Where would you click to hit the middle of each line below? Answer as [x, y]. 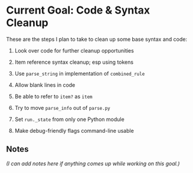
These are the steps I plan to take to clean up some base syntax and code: [97, 39]
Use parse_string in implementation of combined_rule [80, 73]
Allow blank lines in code [45, 85]
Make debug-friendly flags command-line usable [74, 130]
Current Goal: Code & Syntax [78, 10]
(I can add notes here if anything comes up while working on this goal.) [93, 164]
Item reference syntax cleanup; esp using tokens [74, 62]
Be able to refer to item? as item [53, 96]
